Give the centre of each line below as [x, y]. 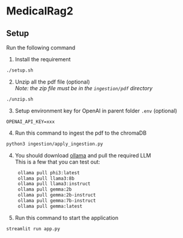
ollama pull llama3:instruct [54, 184]
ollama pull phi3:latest [49, 172]
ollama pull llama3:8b [46, 178]
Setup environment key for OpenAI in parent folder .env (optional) [96, 111]
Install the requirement [43, 59]
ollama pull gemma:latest [50, 206]
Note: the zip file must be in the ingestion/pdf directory [84, 88]
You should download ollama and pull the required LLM [83, 155]
